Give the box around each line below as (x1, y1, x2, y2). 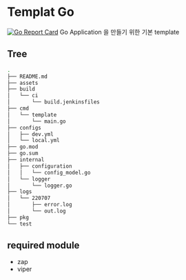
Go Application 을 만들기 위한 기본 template (59, 28, 180, 36)
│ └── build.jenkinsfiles (7, 99, 100, 106)
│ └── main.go (7, 118, 67, 125)
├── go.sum (7, 150, 39, 157)
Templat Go (7, 4, 74, 20)
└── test (7, 220, 32, 228)
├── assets (7, 79, 39, 86)
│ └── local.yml (7, 137, 60, 144)
